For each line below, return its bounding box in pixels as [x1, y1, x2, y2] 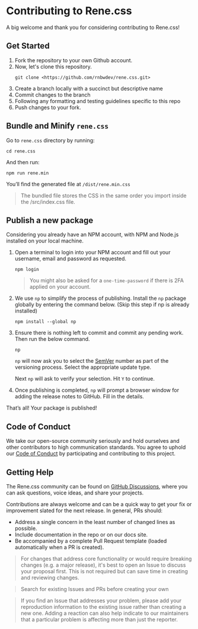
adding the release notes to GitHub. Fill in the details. [14, 393, 144, 400]
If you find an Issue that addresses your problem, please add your [20, 597, 182, 604]
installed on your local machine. [6, 237, 84, 244]
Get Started [6, 41, 50, 51]
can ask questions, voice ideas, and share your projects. [6, 489, 144, 496]
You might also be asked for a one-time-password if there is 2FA [29, 277, 184, 284]
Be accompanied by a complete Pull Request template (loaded [14, 538, 167, 544]
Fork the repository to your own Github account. [14, 56, 133, 63]
